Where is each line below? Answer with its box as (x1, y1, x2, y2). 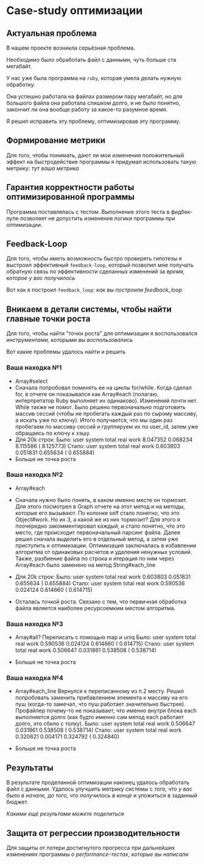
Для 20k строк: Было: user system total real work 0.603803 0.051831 (15, 573, 191, 580)
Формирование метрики (6, 135, 105, 146)
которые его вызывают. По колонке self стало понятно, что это (15, 509, 180, 517)
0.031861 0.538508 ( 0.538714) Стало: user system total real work (15, 726, 181, 734)
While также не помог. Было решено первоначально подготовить (15, 403, 186, 410)
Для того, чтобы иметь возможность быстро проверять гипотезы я (6, 255, 182, 262)
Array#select (15, 377, 48, 385)
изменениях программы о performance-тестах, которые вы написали (6, 851, 189, 858)
